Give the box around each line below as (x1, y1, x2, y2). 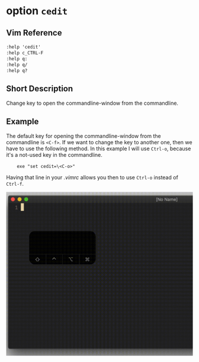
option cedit (6, 4, 68, 18)
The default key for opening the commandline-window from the (6, 132, 161, 140)
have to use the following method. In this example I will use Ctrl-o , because (6, 145, 191, 152)
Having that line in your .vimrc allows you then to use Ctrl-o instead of (6, 173, 179, 181)
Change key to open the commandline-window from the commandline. (6, 99, 179, 106)
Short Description (6, 84, 73, 94)
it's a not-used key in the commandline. (6, 151, 102, 158)
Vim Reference (6, 28, 62, 38)
